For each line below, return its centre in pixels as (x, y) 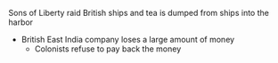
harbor (20, 22)
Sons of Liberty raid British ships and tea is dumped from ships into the (139, 13)
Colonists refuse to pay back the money (108, 49)
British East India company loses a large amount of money (128, 39)
